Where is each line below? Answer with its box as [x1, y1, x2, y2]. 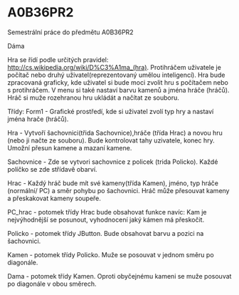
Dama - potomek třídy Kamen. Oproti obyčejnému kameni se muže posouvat [7, 271, 232, 280]
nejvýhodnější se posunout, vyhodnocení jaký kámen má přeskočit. [7, 215, 205, 224]
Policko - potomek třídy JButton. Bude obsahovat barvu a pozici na [7, 229, 204, 237]
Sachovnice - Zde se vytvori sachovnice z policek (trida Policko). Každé [7, 157, 218, 166]
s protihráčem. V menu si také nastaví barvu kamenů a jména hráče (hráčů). [7, 86, 230, 94]
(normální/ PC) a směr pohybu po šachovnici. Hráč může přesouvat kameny [7, 186, 230, 195]
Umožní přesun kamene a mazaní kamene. [7, 143, 132, 152]
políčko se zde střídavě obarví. [7, 165, 97, 173]
